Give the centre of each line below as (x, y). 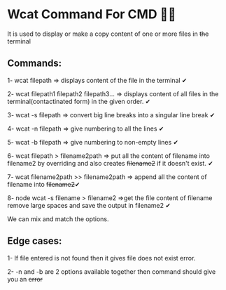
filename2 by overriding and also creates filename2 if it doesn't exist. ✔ (110, 163)
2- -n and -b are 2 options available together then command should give (112, 271)
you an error (25, 279)
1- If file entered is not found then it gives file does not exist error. (101, 258)
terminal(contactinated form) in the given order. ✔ (79, 101)
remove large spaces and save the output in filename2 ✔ (89, 205)
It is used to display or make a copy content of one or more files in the (108, 34)
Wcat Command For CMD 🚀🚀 (92, 14)
